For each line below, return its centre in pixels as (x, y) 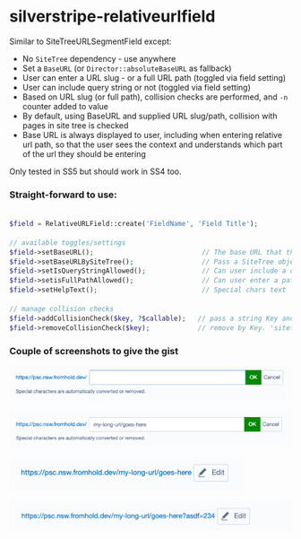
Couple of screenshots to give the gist (94, 351)
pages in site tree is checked (75, 125)
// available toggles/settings (68, 243)
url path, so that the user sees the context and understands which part (152, 144)
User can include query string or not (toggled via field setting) (136, 87)
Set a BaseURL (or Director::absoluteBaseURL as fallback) (127, 68)
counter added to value (65, 106)
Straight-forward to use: (64, 195)
